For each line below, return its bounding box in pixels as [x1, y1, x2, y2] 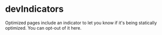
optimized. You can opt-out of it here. [5, 25, 82, 31]
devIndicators [5, 3, 64, 15]
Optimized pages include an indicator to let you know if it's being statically [5, 20, 157, 26]
